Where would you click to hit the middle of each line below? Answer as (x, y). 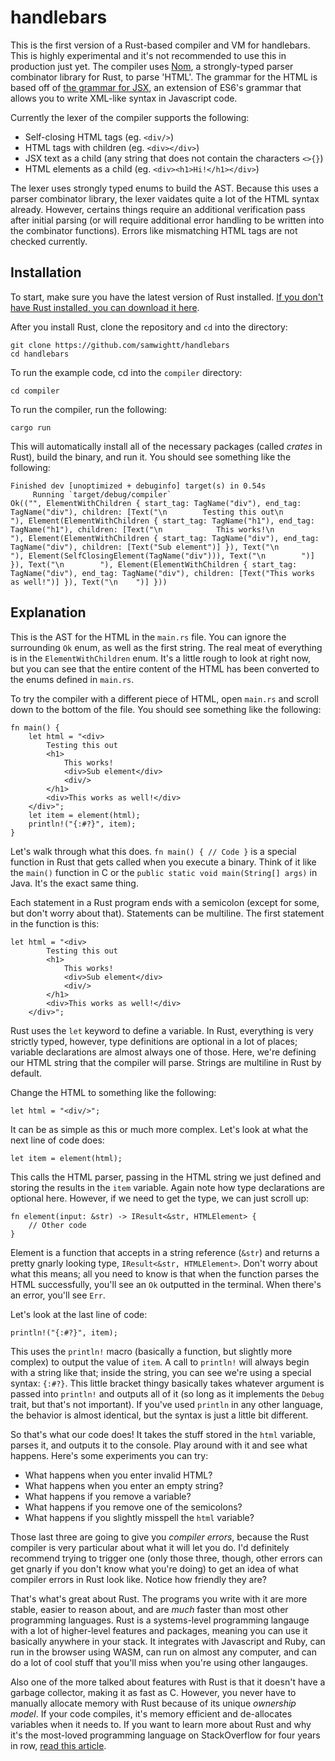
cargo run (31, 427)
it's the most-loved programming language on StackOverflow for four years (165, 1735)
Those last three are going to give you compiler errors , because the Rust (160, 1537)
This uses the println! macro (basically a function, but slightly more (151, 1351)
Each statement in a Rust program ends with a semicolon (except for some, (165, 902)
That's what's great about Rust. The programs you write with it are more (159, 1598)
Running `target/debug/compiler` (102, 494)
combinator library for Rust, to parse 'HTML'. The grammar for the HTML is (164, 77)
